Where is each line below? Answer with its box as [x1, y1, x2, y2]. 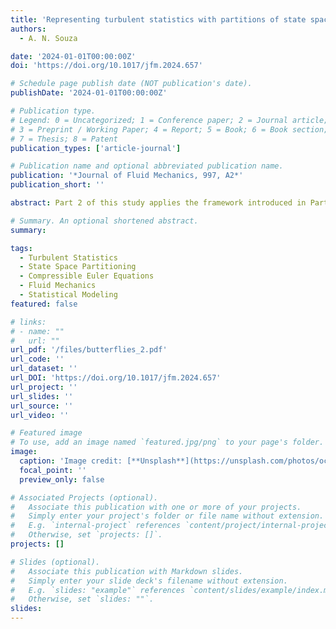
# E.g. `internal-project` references [10, 521, 182, 531]
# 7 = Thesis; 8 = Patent [10, 134, 118, 144]
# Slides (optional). [10, 557, 101, 567]
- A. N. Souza [19, 33, 78, 43]
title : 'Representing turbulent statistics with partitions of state [10, 14, 307, 25]
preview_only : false [19, 474, 105, 485]
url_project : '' [10, 382, 78, 392]
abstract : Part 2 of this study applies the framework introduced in [10, 198, 307, 208]
